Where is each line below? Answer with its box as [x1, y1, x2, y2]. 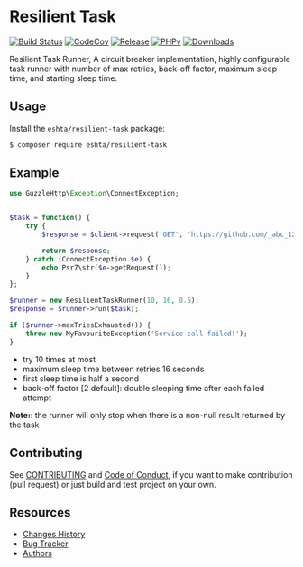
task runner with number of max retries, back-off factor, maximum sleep [9, 63, 278, 74]
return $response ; [41, 246, 111, 255]
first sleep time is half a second [22, 372, 140, 384]
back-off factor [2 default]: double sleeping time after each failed [22, 382, 265, 393]
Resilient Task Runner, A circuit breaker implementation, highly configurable [9, 53, 291, 64]
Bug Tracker [22, 538, 69, 549]
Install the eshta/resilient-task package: [9, 123, 165, 133]
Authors [22, 548, 52, 559]
